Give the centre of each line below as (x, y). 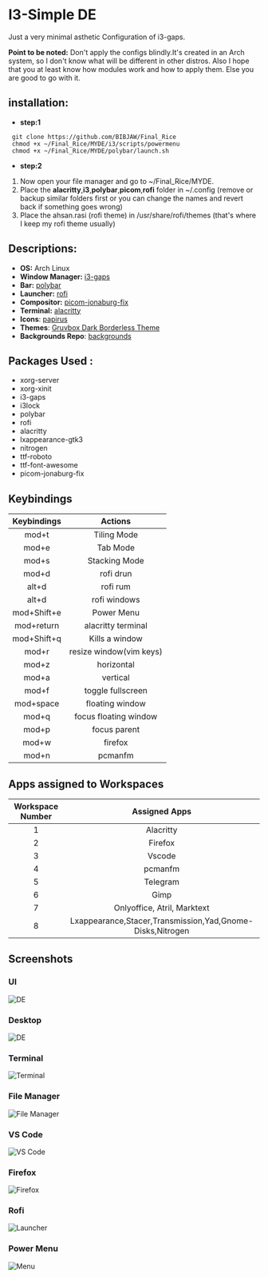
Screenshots (41, 959)
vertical (116, 678)
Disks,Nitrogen (162, 931)
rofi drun (116, 574)
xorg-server (39, 380)
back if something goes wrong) (71, 206)
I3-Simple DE (53, 15)
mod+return (37, 626)
